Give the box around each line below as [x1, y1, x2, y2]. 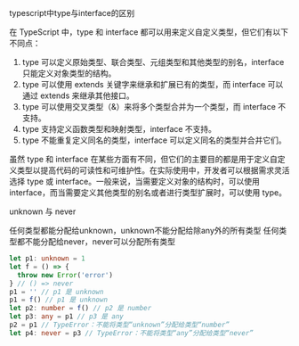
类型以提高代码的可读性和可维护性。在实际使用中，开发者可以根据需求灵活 [16, 165, 290, 176]
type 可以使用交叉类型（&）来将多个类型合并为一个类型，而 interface [21, 102, 276, 111]
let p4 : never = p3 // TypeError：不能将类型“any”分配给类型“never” [9, 328, 254, 337]
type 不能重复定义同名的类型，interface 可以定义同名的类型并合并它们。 [21, 135, 287, 145]
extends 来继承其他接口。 [39, 90, 135, 101]
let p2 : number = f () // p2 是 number [9, 304, 152, 313]
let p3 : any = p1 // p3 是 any [9, 312, 125, 321]
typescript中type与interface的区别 [9, 8, 135, 18]
